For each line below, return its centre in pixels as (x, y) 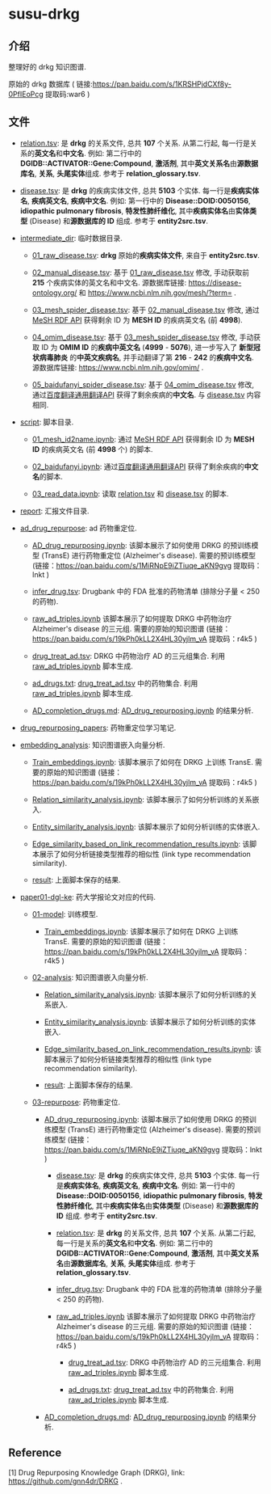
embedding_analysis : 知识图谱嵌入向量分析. (92, 745)
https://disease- (215, 282)
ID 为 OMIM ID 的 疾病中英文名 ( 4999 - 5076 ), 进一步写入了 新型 (148, 347)
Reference (35, 1453)
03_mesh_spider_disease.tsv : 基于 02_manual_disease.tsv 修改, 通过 (146, 310)
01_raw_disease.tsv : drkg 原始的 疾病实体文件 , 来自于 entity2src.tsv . (146, 255)
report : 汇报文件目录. (55, 511)
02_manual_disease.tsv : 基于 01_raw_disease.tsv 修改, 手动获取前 (141, 272)
